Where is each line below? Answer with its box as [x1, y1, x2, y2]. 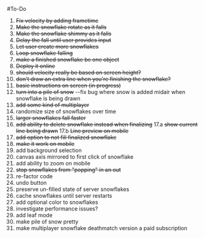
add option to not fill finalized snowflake [15, 134, 117, 141]
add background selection [15, 146, 82, 154]
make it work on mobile [15, 140, 75, 147]
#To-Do [7, 5, 27, 12]
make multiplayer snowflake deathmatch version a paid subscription [15, 225, 188, 231]
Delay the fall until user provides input [15, 37, 112, 43]
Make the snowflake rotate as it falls [15, 24, 107, 31]
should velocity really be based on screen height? [15, 69, 141, 76]
